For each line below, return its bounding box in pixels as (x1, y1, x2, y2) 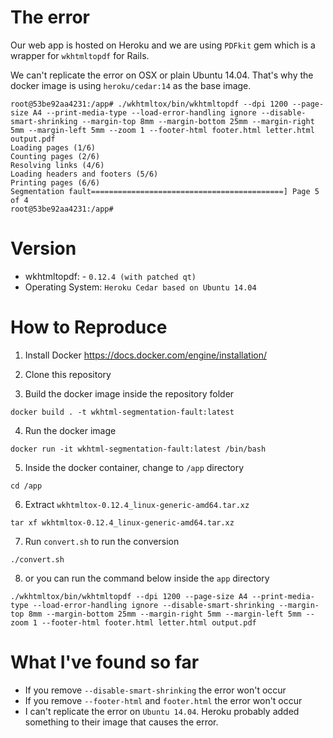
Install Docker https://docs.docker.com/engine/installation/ (24, 349, 267, 361)
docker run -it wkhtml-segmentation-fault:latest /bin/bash (10, 444, 267, 454)
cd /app (10, 481, 43, 491)
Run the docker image (24, 424, 117, 436)
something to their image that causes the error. (24, 716, 219, 728)
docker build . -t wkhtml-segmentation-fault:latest (10, 407, 235, 417)
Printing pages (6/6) (10, 177, 101, 188)
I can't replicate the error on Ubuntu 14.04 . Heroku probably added (24, 705, 300, 717)
